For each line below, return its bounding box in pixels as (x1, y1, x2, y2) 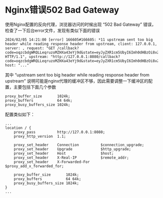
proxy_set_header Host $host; (14, 151, 114, 156)
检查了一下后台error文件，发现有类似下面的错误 (5, 27, 100, 33)
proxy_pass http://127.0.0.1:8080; (14, 129, 105, 134)
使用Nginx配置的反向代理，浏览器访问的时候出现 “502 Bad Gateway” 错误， (5, 21, 156, 27)
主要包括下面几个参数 (13, 84, 56, 90)
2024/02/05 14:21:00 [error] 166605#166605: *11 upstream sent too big (5, 37, 153, 42)
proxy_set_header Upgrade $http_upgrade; (14, 146, 131, 151)
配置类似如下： (5, 111, 35, 117)
